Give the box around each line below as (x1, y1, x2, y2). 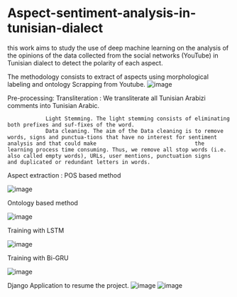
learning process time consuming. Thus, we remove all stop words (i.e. (7, 146, 227, 153)
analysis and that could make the (7, 140, 204, 147)
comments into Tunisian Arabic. (7, 101, 100, 109)
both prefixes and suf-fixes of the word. (7, 121, 135, 129)
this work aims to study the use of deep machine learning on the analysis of (7, 43, 229, 52)
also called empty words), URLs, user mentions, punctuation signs (7, 152, 211, 159)
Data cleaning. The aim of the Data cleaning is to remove (45, 127, 224, 134)
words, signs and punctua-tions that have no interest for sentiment (7, 134, 218, 141)
